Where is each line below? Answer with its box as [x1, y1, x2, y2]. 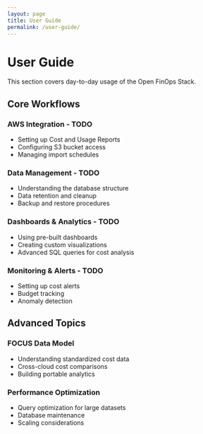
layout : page [7, 10, 46, 18]
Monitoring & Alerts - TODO [7, 265, 104, 275]
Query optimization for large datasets [17, 403, 126, 411]
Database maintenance [17, 411, 85, 419]
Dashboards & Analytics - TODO [7, 217, 120, 227]
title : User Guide [7, 17, 61, 24]
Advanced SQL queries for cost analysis [17, 248, 135, 256]
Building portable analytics [17, 370, 95, 378]
